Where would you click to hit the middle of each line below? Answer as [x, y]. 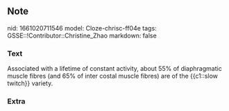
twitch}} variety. [30, 83]
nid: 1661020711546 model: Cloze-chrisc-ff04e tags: [82, 28]
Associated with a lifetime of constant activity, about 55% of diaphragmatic [114, 69]
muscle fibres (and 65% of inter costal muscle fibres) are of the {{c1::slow [113, 76]
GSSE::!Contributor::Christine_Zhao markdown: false [82, 35]
